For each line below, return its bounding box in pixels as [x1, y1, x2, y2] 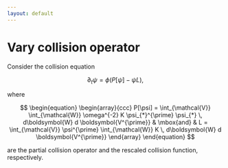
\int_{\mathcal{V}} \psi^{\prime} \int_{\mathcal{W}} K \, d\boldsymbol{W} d [9, 125, 222, 134]
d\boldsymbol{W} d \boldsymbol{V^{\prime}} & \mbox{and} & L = [23, 118, 208, 127]
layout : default [7, 10, 54, 17]
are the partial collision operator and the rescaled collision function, [7, 146, 198, 154]
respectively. [7, 154, 43, 162]
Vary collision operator [7, 39, 141, 55]
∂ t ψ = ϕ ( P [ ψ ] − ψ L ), [87, 75, 144, 86]
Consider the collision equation [7, 62, 95, 71]
